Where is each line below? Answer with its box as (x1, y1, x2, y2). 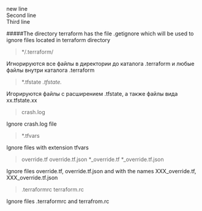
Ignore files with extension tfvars (6, 144, 89, 151)
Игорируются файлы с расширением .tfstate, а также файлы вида (6, 90, 178, 97)
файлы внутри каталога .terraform (6, 66, 95, 74)
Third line (6, 18, 31, 25)
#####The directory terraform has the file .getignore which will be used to (6, 30, 194, 37)
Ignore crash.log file (6, 120, 57, 127)
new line (6, 5, 28, 12)
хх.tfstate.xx (6, 97, 38, 104)
